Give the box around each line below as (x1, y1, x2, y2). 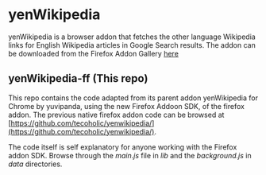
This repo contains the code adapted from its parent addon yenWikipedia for (8, 93, 258, 103)
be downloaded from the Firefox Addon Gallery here (8, 49, 179, 58)
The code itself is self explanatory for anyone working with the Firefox (8, 142, 237, 152)
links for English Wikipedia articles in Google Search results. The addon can (8, 40, 256, 49)
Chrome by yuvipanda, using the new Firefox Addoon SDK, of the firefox (8, 101, 245, 111)
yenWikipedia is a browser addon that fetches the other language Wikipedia (8, 32, 256, 41)
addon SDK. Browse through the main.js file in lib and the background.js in (8, 150, 252, 160)
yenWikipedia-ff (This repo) (8, 72, 148, 85)
